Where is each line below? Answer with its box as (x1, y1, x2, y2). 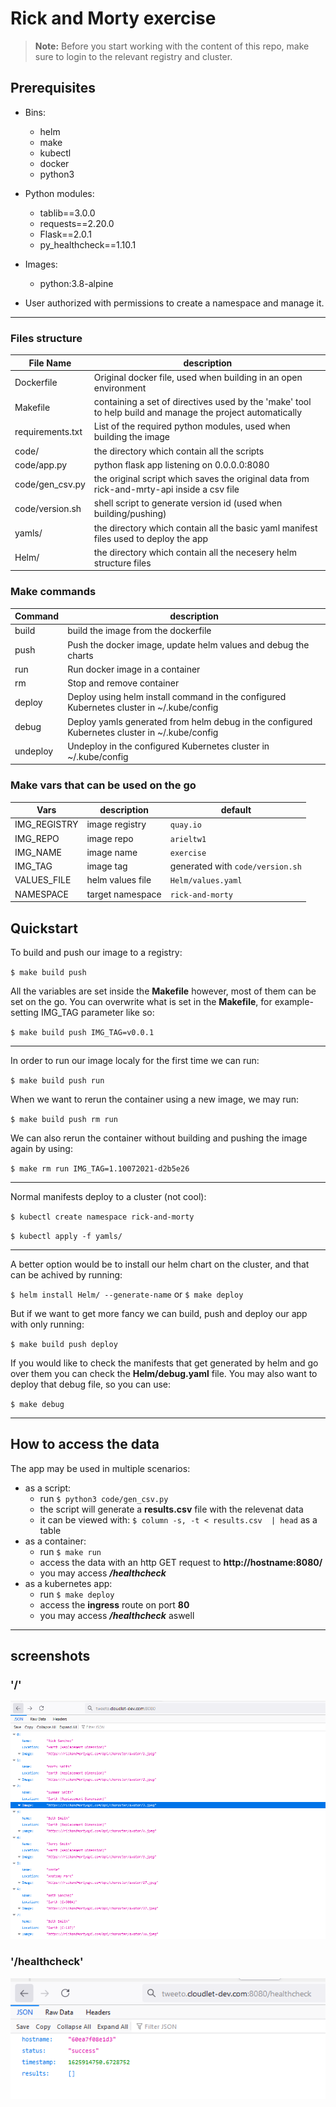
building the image (93, 431, 171, 443)
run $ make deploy (39, 1588, 115, 1600)
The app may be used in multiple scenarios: (10, 1462, 191, 1474)
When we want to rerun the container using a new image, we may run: (10, 1093, 300, 1105)
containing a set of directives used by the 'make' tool (93, 396, 312, 408)
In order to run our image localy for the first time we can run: (10, 1054, 260, 1066)
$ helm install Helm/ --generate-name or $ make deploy (10, 1288, 244, 1300)
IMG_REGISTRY (14, 818, 79, 831)
